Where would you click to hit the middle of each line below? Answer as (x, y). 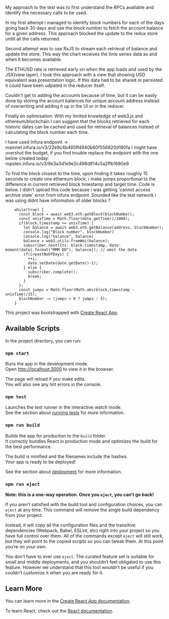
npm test (16, 397)
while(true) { (29, 210)
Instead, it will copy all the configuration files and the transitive (70, 525)
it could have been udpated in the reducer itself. (55, 85)
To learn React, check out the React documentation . (59, 611)
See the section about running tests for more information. (65, 413)
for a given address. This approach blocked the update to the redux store (81, 33)
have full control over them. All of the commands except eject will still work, (85, 536)
